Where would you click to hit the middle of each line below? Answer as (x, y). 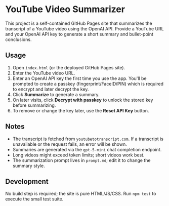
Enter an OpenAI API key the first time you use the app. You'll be (79, 78)
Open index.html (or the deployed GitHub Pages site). (69, 67)
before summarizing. (34, 105)
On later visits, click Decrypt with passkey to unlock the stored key (83, 100)
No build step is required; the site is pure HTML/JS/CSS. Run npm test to (81, 194)
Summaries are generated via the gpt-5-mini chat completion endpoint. (87, 149)
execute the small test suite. (34, 199)
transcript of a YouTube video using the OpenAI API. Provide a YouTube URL (85, 28)
